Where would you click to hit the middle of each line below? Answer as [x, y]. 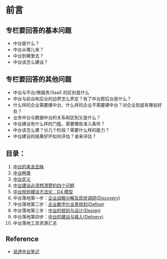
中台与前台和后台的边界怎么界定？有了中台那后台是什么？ [72, 99]
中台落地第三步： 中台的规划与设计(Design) [57, 210]
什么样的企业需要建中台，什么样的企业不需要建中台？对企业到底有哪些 [85, 105]
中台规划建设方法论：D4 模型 [43, 191]
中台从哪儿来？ [28, 50]
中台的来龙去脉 [28, 166]
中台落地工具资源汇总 [35, 223]
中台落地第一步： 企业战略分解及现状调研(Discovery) [66, 198]
